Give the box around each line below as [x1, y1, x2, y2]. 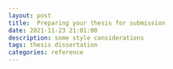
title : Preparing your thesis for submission [8, 19, 166, 27]
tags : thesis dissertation [8, 41, 98, 49]
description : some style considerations [8, 33, 145, 42]
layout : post [8, 11, 52, 20]
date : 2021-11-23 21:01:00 [8, 26, 98, 34]
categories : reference [8, 48, 84, 56]
